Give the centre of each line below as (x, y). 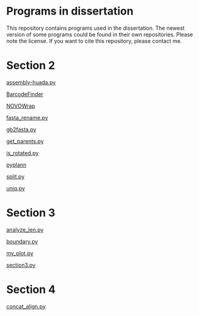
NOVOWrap (21, 106)
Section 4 (31, 289)
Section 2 (31, 66)
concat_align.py (26, 306)
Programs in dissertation (70, 11)
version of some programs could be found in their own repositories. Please (100, 34)
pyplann (16, 165)
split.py (15, 176)
